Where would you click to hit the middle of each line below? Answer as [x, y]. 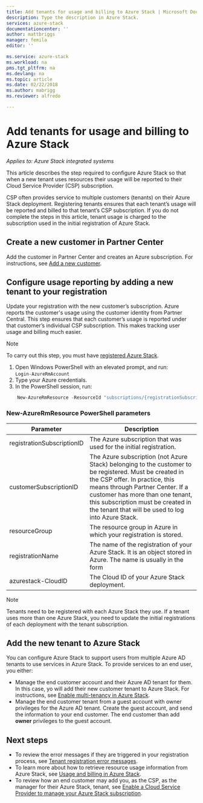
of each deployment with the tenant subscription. [67, 624]
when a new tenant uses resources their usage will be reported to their [94, 179]
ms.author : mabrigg [31, 91]
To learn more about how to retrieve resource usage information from [101, 768]
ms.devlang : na [25, 73]
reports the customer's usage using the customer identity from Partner [94, 313]
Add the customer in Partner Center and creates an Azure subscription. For [100, 257]
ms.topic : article [29, 79]
